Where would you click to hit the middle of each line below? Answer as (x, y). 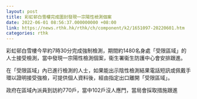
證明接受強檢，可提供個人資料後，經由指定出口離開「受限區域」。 (94, 78)
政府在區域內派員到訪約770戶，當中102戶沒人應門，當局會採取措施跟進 (92, 90)
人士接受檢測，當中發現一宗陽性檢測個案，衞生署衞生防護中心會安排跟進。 (96, 58)
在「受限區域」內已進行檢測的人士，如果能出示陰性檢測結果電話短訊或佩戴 (96, 70)
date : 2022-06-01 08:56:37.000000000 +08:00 (61, 22)
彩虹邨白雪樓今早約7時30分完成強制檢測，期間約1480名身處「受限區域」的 (96, 51)
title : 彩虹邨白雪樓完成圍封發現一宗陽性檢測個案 (59, 17)
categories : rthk (27, 33)
